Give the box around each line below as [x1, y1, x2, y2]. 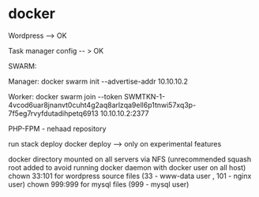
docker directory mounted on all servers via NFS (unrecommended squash [8, 154, 251, 164]
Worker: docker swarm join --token [8, 91, 122, 101]
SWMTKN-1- [123, 91, 166, 101]
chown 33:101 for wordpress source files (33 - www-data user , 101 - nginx [8, 171, 252, 180]
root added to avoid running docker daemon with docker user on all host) [8, 162, 246, 172]
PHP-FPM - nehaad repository [8, 124, 107, 133]
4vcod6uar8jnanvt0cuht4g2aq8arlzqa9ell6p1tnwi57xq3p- [8, 100, 197, 110]
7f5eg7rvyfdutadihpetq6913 [8, 108, 99, 118]
